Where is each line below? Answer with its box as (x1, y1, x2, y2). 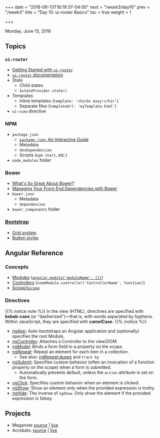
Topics (5, 42, 26, 51)
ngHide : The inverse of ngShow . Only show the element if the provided (12, 390, 151, 396)
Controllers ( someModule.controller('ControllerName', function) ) (12, 280, 145, 286)
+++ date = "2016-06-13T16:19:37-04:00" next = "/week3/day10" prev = (5, 4, 150, 10)
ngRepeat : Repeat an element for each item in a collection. (12, 348, 129, 355)
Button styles (12, 235, 39, 241)
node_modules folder (12, 157, 52, 163)
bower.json (12, 192, 34, 197)
